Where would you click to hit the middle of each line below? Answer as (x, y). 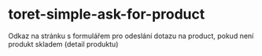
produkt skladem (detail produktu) (63, 44)
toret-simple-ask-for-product (107, 14)
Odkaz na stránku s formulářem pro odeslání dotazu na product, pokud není (131, 36)
